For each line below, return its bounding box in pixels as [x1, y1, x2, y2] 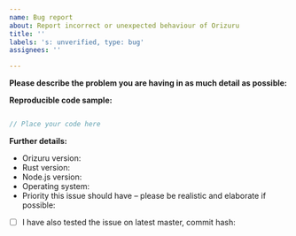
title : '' [9, 29, 46, 38]
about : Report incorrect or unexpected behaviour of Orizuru [9, 21, 240, 30]
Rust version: [21, 163, 71, 172]
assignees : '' [9, 46, 62, 55]
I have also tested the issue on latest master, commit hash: [21, 217, 237, 227]
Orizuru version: [21, 153, 82, 164]
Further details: [9, 136, 68, 146]
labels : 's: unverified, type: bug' [9, 37, 144, 47]
